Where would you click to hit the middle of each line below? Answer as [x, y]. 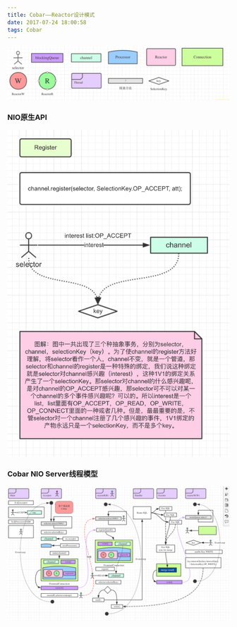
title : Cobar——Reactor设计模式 [51, 15]
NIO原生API [27, 118]
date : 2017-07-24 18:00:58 [47, 22]
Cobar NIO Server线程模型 [53, 474]
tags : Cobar [25, 30]
